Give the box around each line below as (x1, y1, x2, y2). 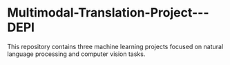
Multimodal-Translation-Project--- (7, 5, 209, 21)
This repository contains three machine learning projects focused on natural (7, 42, 224, 50)
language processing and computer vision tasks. (7, 50, 146, 58)
